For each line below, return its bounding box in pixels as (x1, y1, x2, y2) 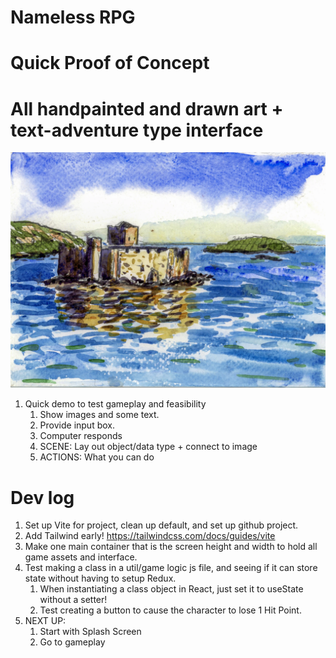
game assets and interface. (24, 551, 138, 563)
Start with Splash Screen (39, 626, 142, 638)
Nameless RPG (10, 6, 136, 29)
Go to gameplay (39, 636, 106, 648)
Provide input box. (39, 419, 115, 431)
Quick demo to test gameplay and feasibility (24, 398, 207, 410)
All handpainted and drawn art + (10, 97, 284, 120)
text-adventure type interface (10, 119, 264, 141)
